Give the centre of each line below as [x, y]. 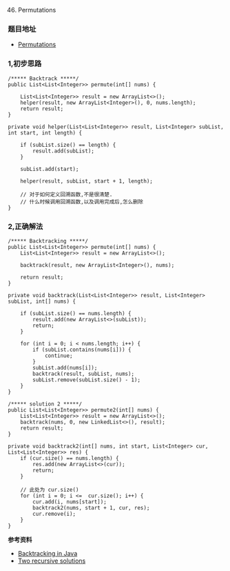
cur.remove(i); [54, 514]
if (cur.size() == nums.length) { [70, 458]
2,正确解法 [25, 226]
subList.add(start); [50, 169]
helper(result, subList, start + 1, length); [87, 181]
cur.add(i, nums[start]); [70, 502]
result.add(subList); [64, 151]
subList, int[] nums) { [42, 301]
